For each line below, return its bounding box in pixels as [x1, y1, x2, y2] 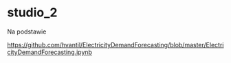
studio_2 [7, 5, 58, 21]
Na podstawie [7, 27, 47, 36]
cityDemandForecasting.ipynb [7, 48, 93, 56]
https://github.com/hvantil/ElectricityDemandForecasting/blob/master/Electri [7, 40, 224, 49]
